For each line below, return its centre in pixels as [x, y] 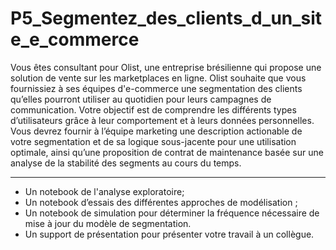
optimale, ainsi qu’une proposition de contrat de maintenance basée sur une [167, 152]
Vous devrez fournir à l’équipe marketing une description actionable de [156, 131]
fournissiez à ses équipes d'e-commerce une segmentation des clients [156, 88]
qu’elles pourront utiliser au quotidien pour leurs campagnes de [141, 99]
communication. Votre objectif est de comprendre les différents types [153, 109]
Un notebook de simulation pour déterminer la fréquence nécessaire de [172, 213]
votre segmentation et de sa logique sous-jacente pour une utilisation [153, 141]
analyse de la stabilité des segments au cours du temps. [126, 163]
